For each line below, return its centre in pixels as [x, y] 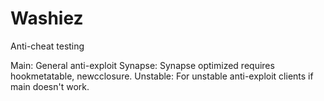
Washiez [47, 18]
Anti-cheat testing [47, 46]
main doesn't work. [50, 86]
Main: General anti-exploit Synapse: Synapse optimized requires [142, 65]
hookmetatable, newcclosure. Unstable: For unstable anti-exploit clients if [162, 76]
